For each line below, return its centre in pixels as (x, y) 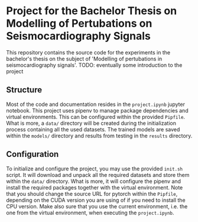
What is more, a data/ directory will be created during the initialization (91, 123)
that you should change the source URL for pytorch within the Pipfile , (92, 194)
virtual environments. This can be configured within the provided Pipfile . (95, 117)
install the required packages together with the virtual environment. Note (95, 187)
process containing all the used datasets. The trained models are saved (93, 129)
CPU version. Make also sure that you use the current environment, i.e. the (97, 206)
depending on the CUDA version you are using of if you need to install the (96, 200)
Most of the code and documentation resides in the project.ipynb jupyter (95, 104)
